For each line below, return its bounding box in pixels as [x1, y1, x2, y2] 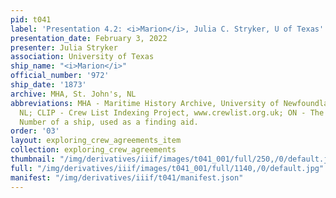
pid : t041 [10, 14, 52, 25]
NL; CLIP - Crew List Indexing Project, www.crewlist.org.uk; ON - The [19, 107, 325, 118]
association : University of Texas [10, 52, 155, 62]
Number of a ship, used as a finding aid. [19, 117, 199, 127]
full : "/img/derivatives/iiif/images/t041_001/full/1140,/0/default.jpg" [10, 163, 325, 173]
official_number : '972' [10, 71, 110, 81]
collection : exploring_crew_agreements [10, 145, 177, 155]
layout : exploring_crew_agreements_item [10, 136, 182, 146]
